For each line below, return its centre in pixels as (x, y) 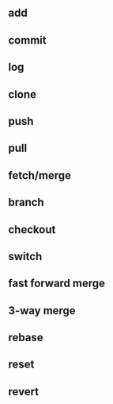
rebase (26, 338)
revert (24, 392)
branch (26, 202)
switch (25, 256)
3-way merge (42, 311)
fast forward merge (56, 284)
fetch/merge (40, 175)
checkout (32, 229)
